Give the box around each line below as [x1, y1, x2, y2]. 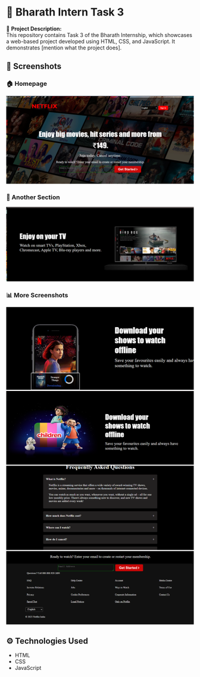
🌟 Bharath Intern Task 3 [6, 5, 124, 19]
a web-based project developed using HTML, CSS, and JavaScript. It [6, 38, 176, 45]
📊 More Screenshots [6, 291, 68, 299]
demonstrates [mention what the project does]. [6, 44, 122, 51]
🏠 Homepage [6, 80, 48, 88]
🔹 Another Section [6, 193, 61, 201]
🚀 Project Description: [6, 25, 62, 32]
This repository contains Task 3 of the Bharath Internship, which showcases [6, 31, 192, 38]
